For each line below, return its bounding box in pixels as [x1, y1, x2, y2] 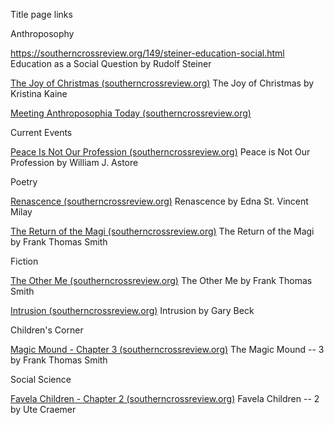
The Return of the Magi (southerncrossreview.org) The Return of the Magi [10, 225, 315, 237]
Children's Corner [10, 324, 84, 336]
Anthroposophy [10, 28, 75, 39]
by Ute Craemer [10, 404, 77, 415]
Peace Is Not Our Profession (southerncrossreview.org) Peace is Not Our [10, 146, 311, 158]
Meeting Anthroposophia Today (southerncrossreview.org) [10, 107, 252, 119]
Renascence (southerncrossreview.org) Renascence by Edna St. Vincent [10, 195, 309, 207]
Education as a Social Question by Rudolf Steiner [10, 58, 212, 69]
